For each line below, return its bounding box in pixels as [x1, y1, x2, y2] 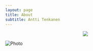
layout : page [5, 7, 33, 13]
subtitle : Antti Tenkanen [5, 17, 60, 22]
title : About [5, 12, 33, 17]
